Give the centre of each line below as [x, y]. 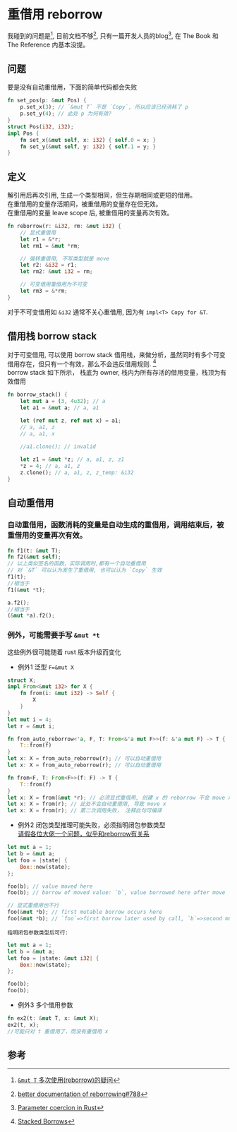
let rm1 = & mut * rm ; [50, 246]
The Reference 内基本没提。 [48, 44]
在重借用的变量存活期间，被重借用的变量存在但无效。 [85, 204]
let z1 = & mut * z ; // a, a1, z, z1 [72, 459]
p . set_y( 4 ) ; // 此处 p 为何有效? [66, 114]
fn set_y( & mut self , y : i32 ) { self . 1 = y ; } [88, 146]
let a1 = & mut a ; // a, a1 [60, 408]
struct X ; [22, 680]
